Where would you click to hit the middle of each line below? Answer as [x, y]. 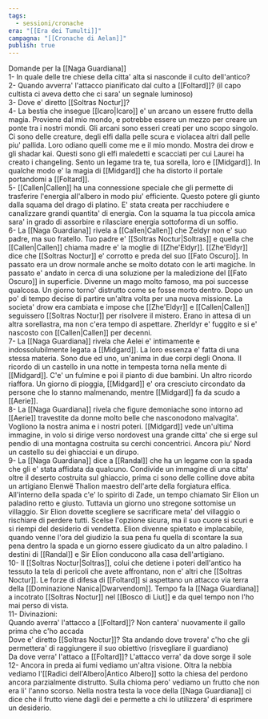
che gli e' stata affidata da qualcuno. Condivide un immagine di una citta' [128, 469]
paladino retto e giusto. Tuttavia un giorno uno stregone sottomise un [122, 503]
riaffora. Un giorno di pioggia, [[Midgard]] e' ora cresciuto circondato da [127, 384]
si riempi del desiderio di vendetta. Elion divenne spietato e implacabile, [126, 529]
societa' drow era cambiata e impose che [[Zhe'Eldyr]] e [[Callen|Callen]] [129, 307]
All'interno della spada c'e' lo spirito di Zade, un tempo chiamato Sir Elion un [134, 495]
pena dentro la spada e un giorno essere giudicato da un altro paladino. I [128, 546]
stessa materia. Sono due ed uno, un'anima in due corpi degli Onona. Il [125, 359]
